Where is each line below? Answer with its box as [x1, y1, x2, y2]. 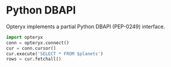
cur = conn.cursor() [6, 45, 57, 51]
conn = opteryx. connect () [6, 39, 69, 46]
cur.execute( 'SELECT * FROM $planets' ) [6, 51, 104, 56]
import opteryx [6, 34, 43, 40]
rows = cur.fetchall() [6, 56, 61, 62]
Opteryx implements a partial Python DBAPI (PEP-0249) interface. [6, 23, 166, 30]
